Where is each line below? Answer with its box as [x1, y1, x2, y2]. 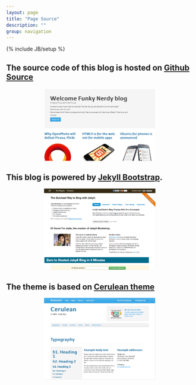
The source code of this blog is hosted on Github [6, 62, 190, 72]
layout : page [6, 10, 39, 15]
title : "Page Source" [6, 15, 60, 22]
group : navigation [6, 29, 52, 34]
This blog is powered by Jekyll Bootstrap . [6, 172, 163, 182]
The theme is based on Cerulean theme [6, 282, 155, 292]
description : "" [6, 22, 46, 28]
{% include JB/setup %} [6, 45, 65, 53]
